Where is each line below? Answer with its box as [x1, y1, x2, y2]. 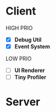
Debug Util [14, 36, 42, 43]
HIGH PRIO [5, 24, 33, 31]
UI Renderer [14, 67, 45, 74]
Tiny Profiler [14, 74, 46, 81]
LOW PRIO [5, 55, 32, 62]
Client [5, 4, 37, 18]
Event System [14, 43, 51, 50]
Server [5, 95, 40, 109]
